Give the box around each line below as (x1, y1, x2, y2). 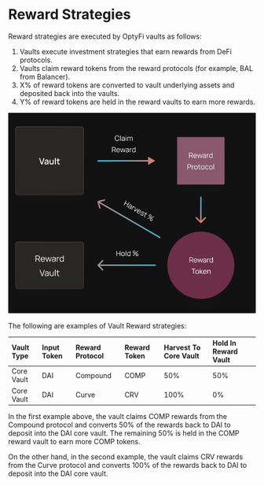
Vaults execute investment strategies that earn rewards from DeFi (19, 46, 233, 56)
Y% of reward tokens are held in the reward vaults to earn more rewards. (19, 97, 256, 106)
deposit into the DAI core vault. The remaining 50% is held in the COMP (8, 428, 240, 438)
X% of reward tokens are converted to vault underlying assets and (19, 80, 235, 90)
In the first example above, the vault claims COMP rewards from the (8, 412, 228, 421)
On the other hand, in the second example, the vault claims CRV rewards (8, 452, 244, 462)
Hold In (212, 339, 237, 348)
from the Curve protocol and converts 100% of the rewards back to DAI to (8, 461, 247, 470)
